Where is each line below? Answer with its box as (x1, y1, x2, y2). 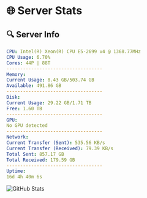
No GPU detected (6, 123, 48, 129)
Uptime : (6, 168, 26, 175)
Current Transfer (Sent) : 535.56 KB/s (6, 140, 105, 146)
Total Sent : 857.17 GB (6, 151, 64, 157)
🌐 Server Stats (6, 4, 83, 18)
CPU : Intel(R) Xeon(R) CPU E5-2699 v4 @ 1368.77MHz (6, 48, 141, 55)
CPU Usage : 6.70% (6, 54, 51, 60)
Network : (6, 134, 29, 140)
